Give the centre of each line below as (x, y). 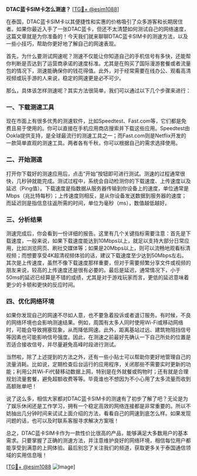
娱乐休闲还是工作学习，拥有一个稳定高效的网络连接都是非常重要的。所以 (98, 406)
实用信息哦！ (32, 455)
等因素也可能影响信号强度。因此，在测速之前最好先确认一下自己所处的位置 (96, 337)
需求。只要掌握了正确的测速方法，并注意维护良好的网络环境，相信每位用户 (96, 441)
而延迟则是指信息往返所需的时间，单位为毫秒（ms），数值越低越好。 (88, 203)
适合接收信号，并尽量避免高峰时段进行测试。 (65, 345)
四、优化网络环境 (30, 301)
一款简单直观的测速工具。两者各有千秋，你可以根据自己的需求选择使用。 (93, 143)
